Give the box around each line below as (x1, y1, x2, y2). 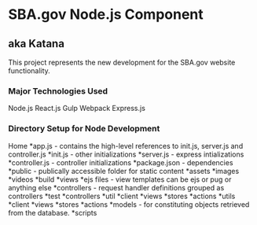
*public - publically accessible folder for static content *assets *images (8, 166, 240, 175)
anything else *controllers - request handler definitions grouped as (8, 183, 225, 192)
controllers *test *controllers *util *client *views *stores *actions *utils (8, 191, 236, 201)
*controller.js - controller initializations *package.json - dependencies (8, 157, 233, 167)
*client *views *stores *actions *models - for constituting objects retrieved (8, 199, 250, 209)
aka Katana (8, 37, 65, 50)
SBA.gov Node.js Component (8, 6, 204, 24)
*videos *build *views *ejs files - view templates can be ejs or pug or (8, 175, 232, 184)
